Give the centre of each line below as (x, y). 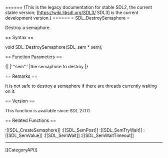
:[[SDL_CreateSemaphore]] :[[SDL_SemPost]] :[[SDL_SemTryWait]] (74, 130)
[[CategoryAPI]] (21, 150)
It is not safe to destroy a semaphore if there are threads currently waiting (81, 86)
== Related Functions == (31, 120)
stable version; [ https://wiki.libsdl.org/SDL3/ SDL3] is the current (72, 13)
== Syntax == (19, 37)
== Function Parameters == (34, 57)
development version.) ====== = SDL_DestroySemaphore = (67, 18)
